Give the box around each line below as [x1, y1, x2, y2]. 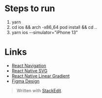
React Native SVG [11, 68, 47, 74]
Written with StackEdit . [16, 87, 63, 93]
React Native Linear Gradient [11, 73, 70, 78]
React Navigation [11, 62, 46, 68]
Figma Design [11, 78, 40, 84]
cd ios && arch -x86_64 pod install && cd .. [11, 24, 97, 30]
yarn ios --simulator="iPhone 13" [11, 29, 78, 35]
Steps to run [4, 3, 56, 14]
